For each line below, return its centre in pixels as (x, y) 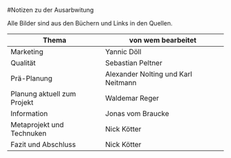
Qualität (23, 63)
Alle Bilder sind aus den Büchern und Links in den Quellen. (90, 23)
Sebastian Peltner (134, 63)
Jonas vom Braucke (137, 114)
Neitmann (121, 83)
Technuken (29, 133)
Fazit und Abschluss (43, 145)
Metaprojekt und (37, 125)
